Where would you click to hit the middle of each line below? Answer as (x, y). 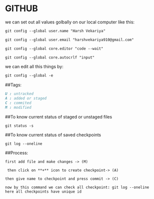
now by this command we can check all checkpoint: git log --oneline (77, 187)
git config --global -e (29, 76)
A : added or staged (26, 99)
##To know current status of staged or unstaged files (58, 117)
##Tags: (13, 85)
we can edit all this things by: (34, 67)
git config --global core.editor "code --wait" (54, 49)
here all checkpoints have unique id (43, 191)
